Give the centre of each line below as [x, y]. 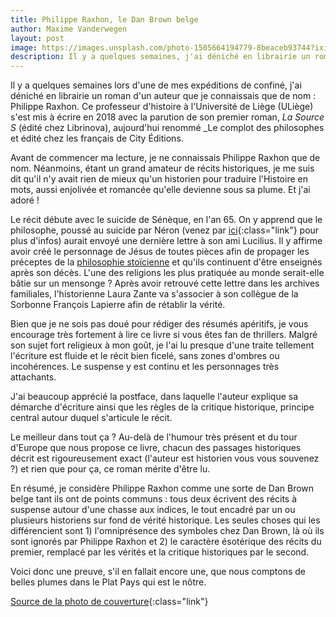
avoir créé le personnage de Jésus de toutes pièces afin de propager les [160, 252]
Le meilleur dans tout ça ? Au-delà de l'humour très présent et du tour [154, 437]
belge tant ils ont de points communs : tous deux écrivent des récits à [154, 499]
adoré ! [25, 200]
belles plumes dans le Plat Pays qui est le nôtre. [108, 582]
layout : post [37, 38]
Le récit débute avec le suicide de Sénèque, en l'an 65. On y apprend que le [166, 220]
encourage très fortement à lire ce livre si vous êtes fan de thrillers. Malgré [164, 335]
